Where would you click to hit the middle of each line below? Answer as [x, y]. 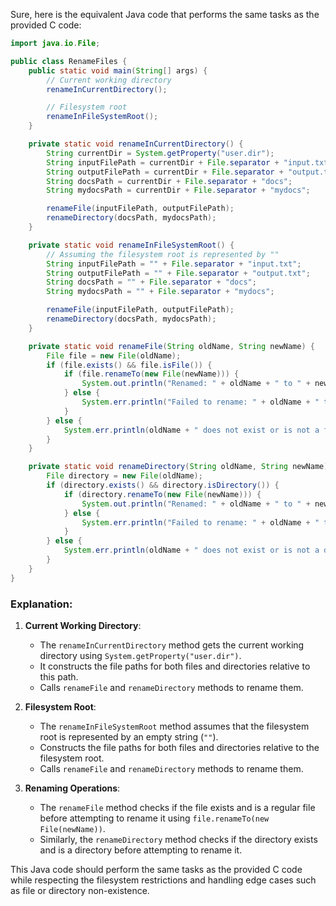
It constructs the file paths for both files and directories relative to [175, 666]
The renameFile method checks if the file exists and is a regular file [177, 807]
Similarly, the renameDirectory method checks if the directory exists [178, 839]
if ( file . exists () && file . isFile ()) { [129, 365]
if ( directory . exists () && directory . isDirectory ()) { [163, 485]
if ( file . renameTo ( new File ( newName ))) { [151, 374]
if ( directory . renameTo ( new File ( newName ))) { [162, 494]
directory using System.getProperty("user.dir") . [140, 655]
